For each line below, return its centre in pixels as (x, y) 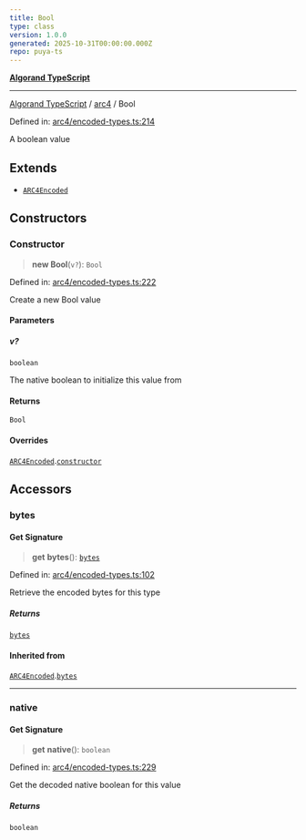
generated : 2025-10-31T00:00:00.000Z (81, 43)
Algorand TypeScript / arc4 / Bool (72, 104)
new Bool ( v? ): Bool (67, 264)
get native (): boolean (71, 750)
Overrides (29, 440)
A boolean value (40, 139)
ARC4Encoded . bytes (43, 676)
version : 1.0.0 (38, 35)
